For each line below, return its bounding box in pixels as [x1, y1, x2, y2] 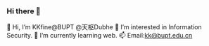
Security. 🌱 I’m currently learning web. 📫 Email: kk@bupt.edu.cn [6, 31, 193, 40]
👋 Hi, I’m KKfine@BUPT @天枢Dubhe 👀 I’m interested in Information [6, 23, 202, 31]
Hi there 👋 [6, 6, 42, 16]
